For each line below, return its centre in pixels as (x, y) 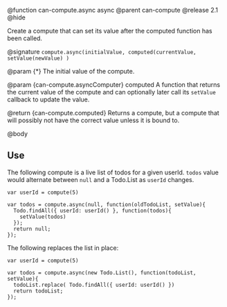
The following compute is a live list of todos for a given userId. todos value (113, 172)
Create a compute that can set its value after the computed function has (110, 31)
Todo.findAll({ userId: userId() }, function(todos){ (92, 210)
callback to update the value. (48, 99)
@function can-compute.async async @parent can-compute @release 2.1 (112, 10)
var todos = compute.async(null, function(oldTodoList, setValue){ (107, 204)
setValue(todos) (43, 217)
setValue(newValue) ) (38, 58)
